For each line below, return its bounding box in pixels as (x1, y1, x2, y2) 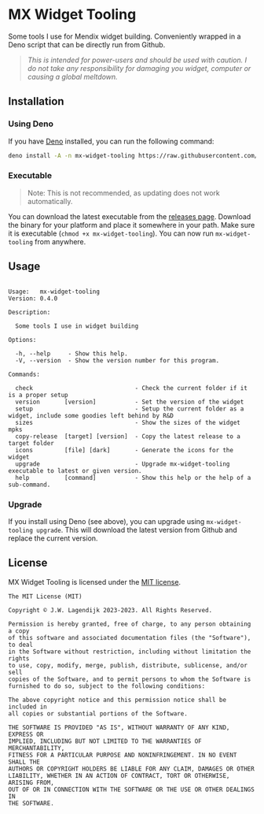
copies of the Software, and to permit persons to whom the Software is (8, 675, 251, 683)
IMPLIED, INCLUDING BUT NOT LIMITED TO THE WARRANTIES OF (8, 737, 202, 745)
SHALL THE (8, 758, 41, 766)
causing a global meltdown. (27, 72, 118, 81)
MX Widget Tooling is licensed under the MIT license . (8, 577, 181, 586)
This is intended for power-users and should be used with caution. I (27, 55, 247, 65)
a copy (8, 626, 30, 635)
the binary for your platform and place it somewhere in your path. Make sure (8, 220, 255, 229)
